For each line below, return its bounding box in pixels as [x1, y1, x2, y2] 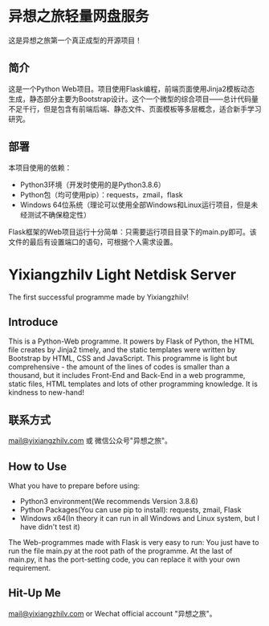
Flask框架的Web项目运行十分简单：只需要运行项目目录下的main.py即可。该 [8, 226, 257, 237]
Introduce [8, 315, 59, 329]
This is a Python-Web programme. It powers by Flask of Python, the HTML [8, 336, 255, 346]
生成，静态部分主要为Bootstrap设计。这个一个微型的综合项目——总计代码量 [8, 94, 259, 104]
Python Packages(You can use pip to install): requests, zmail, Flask [19, 505, 243, 514]
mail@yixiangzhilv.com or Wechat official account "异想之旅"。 [8, 608, 217, 618]
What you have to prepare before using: [8, 481, 141, 490]
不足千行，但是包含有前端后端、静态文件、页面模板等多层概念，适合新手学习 [8, 104, 262, 113]
